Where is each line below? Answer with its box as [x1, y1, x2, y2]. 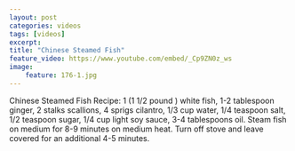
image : [9, 63, 34, 72]
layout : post [9, 12, 58, 22]
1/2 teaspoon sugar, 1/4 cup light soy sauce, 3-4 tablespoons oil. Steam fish [9, 114, 287, 124]
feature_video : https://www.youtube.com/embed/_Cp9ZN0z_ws [9, 54, 233, 63]
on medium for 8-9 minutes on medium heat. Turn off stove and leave [9, 123, 264, 134]
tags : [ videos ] [9, 29, 66, 38]
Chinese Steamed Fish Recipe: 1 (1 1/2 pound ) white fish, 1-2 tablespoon [9, 95, 275, 106]
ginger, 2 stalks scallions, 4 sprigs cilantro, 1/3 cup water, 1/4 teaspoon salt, [9, 104, 286, 115]
